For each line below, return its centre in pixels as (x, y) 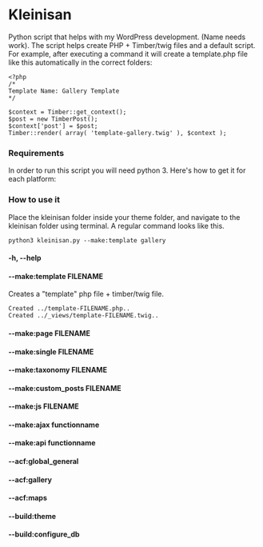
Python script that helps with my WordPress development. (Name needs (127, 37)
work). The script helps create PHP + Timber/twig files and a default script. (132, 45)
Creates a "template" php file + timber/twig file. (86, 294)
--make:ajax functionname (54, 425)
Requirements (36, 153)
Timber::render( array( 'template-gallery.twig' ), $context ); (118, 133)
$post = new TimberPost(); (53, 119)
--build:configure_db (44, 534)
